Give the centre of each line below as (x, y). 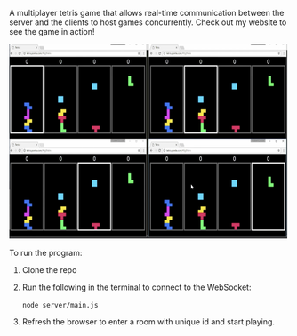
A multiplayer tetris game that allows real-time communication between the (147, 13)
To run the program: (46, 253)
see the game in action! (52, 32)
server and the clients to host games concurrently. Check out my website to (148, 22)
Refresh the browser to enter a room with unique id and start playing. (148, 322)
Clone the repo (49, 270)
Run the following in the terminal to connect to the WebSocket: (136, 287)
